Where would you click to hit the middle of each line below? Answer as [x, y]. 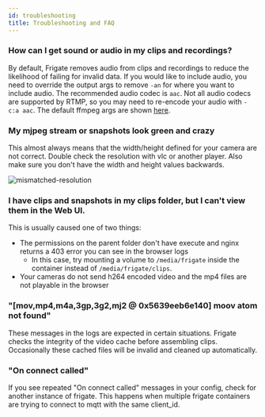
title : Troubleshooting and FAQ [61, 23]
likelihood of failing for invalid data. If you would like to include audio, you [128, 76]
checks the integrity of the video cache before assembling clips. [113, 341]
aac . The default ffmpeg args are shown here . [97, 110]
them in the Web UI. [47, 211]
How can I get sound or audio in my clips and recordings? [120, 51]
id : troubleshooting [42, 15]
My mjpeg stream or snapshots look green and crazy [112, 130]
